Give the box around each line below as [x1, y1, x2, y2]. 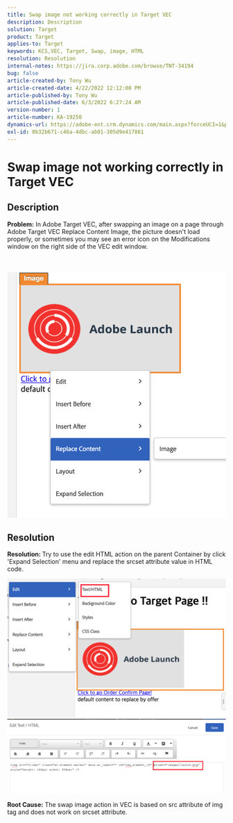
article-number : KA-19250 [7, 114, 82, 121]
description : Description [7, 18, 82, 26]
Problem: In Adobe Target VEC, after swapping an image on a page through [7, 219, 224, 228]
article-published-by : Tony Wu [7, 92, 98, 99]
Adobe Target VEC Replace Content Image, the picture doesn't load [7, 227, 200, 235]
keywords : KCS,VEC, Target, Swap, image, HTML [7, 48, 144, 55]
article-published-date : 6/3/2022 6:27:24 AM [7, 99, 141, 106]
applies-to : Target [7, 40, 64, 48]
